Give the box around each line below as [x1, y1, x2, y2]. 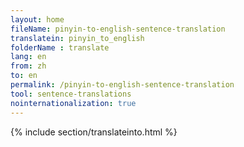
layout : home [10, 14, 65, 25]
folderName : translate [10, 42, 110, 53]
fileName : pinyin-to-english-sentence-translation [10, 24, 226, 34]
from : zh [10, 61, 47, 71]
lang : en [10, 52, 47, 62]
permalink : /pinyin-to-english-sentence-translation [10, 80, 235, 90]
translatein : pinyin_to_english [10, 33, 145, 43]
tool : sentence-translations [10, 89, 132, 99]
